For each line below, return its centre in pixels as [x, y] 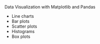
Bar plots [21, 21]
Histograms [23, 31]
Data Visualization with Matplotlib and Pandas [50, 7]
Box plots [21, 36]
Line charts [23, 16]
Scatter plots [24, 26]
